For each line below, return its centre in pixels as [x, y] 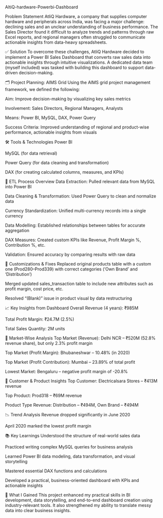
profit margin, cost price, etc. [34, 289]
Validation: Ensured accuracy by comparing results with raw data [70, 254]
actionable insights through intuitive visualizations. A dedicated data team [79, 62]
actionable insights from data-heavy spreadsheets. [56, 42]
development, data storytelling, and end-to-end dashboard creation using [79, 500]
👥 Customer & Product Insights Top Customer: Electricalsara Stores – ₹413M [81, 381]
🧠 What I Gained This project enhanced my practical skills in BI [68, 495]
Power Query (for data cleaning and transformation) [57, 163]
